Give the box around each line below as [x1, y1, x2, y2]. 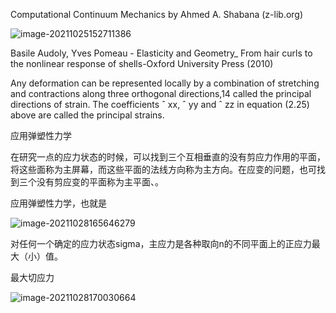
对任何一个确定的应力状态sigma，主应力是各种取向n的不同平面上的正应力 [10, 238, 312, 249]
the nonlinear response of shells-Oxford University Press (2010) [10, 58, 274, 69]
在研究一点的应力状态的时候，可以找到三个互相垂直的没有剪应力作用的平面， [10, 151, 326, 163]
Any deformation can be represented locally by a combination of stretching [10, 77, 320, 89]
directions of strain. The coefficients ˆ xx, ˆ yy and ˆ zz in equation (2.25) [10, 99, 310, 110]
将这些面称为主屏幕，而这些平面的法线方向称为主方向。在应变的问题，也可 [10, 164, 317, 175]
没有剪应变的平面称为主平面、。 [36, 176, 164, 188]
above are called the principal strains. [10, 109, 165, 121]
